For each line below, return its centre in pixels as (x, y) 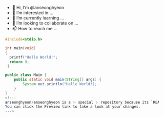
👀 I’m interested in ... (33, 13)
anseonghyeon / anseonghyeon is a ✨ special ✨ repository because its (77, 102)
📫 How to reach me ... (35, 29)
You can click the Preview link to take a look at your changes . (73, 107)
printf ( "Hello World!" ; (33, 57)
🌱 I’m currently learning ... (38, 18)
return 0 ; (19, 62)
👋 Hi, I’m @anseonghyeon (38, 8)
